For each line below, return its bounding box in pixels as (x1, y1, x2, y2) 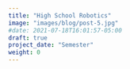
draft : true (8, 33, 48, 42)
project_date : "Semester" (8, 41, 94, 49)
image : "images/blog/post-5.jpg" (8, 19, 119, 27)
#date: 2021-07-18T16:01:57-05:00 (8, 26, 123, 34)
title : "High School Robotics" (8, 11, 112, 20)
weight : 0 (8, 48, 41, 56)
